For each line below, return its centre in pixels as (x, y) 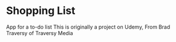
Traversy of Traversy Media (40, 33)
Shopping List (41, 11)
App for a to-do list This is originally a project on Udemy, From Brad (88, 27)
